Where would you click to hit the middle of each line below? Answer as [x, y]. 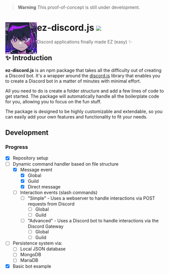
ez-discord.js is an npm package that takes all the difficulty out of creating [83, 70]
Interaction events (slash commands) [59, 192]
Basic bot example [32, 266]
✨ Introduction [29, 58]
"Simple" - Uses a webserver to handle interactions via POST [91, 198]
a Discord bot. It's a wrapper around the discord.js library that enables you [83, 75]
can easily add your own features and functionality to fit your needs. [76, 116]
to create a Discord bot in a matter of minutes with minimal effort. [73, 81]
